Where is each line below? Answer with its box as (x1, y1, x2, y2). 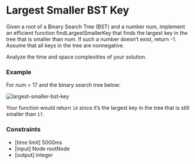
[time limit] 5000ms (14, 139, 62, 146)
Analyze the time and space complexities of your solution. (6, 53, 147, 60)
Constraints (6, 125, 41, 133)
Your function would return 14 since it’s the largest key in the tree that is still (6, 104, 190, 111)
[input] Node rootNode (14, 145, 70, 152)
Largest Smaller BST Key (6, 4, 130, 17)
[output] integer (14, 151, 53, 158)
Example (6, 68, 32, 76)
